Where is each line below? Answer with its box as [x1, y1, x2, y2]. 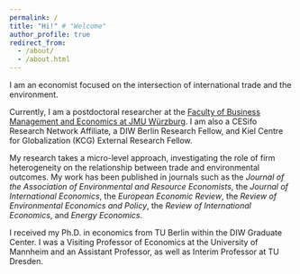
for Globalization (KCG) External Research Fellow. [9, 136, 193, 146]
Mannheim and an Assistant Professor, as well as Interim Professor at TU [9, 246, 279, 257]
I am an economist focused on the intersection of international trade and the [9, 80, 292, 90]
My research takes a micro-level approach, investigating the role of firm [9, 153, 276, 163]
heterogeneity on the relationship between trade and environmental [9, 163, 260, 172]
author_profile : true [9, 30, 91, 39]
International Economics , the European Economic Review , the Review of [9, 190, 277, 201]
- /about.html [17, 55, 70, 64]
